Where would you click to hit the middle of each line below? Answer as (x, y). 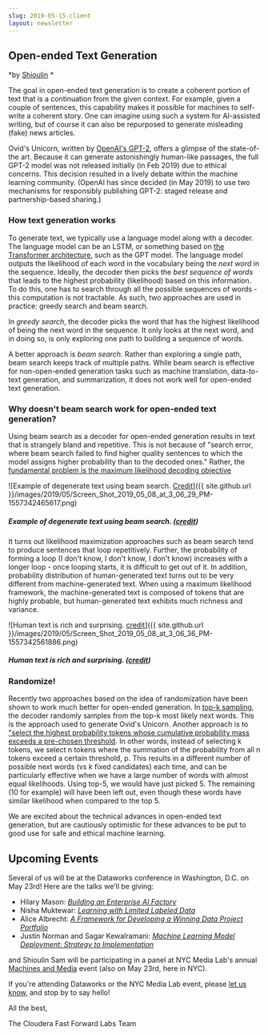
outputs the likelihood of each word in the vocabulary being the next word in (134, 263)
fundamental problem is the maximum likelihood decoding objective (120, 470)
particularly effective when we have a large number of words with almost (128, 775)
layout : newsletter (41, 23)
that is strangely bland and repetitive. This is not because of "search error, (131, 445)
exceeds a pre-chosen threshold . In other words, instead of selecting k (125, 741)
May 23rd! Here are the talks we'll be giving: (81, 887)
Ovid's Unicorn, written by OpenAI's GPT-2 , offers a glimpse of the (118, 148)
